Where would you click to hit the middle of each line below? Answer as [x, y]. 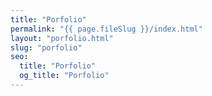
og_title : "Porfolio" [64, 76]
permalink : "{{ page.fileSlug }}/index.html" [106, 29]
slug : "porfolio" [46, 47]
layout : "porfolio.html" [62, 38]
